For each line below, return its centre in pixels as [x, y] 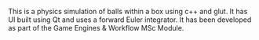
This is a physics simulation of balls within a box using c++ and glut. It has [128, 11]
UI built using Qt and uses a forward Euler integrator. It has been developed [130, 20]
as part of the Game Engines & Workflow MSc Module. [96, 28]
